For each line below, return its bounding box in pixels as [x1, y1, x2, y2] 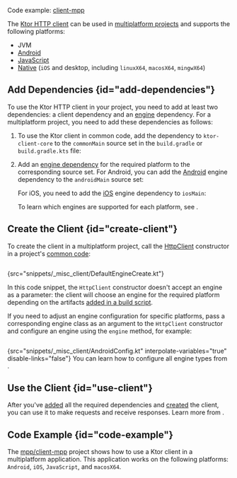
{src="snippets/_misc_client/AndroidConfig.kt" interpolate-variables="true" [7, 346, 228, 355]
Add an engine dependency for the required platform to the [17, 160, 190, 168]
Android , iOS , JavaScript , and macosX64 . [7, 462, 122, 471]
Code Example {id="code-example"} [7, 429, 173, 441]
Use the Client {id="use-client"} [7, 382, 154, 395]
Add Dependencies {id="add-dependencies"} [7, 84, 216, 96]
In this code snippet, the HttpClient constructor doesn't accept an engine [7, 283, 223, 291]
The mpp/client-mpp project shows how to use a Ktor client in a [7, 448, 193, 456]
